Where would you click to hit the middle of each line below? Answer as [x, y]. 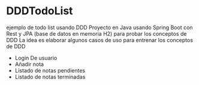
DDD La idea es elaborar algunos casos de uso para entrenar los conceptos [100, 40]
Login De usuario [36, 58]
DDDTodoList [40, 11]
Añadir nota [29, 64]
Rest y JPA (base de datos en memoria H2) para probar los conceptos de [97, 33]
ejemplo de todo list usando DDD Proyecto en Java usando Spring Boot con [99, 27]
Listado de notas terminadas [50, 77]
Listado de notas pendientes [50, 70]
